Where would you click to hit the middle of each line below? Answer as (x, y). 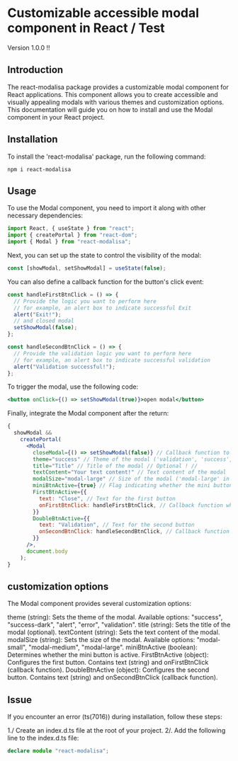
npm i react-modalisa (39, 169)
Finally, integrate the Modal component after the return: (88, 413)
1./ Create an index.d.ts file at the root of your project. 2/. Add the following (117, 731)
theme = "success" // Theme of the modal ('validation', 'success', (133, 459)
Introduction (35, 70)
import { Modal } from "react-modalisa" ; (69, 242)
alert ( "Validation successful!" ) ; (64, 367)
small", (17, 647)
